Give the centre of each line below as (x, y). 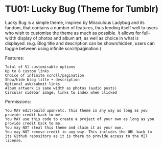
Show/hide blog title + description (42, 80)
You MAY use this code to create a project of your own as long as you (80, 119)
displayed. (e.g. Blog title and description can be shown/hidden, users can (80, 43)
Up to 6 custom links (27, 71)
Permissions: (18, 102)
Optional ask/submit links (33, 84)
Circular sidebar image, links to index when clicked (61, 92)
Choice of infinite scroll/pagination (45, 75)
